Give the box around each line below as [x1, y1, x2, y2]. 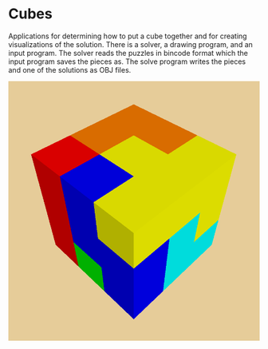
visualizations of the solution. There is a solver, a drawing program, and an [8, 39, 254, 49]
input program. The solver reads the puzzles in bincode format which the [8, 48, 249, 58]
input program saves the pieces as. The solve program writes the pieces [8, 57, 246, 66]
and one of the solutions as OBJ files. [8, 65, 132, 74]
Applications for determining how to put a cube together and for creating [8, 31, 247, 41]
